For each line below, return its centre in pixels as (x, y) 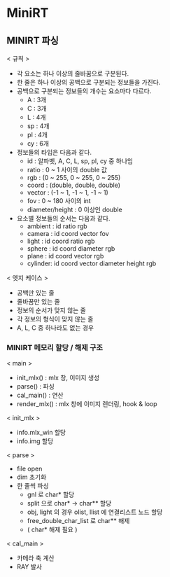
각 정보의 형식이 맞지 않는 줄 (55, 319)
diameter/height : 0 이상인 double (75, 209)
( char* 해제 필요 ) (52, 529)
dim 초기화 (31, 477)
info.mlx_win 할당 (41, 433)
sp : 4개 (38, 126)
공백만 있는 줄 (35, 293)
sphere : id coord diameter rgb (71, 249)
